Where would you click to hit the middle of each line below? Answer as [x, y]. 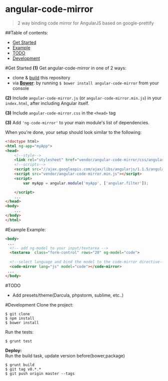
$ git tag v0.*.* [23, 369]
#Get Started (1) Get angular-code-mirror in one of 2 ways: [66, 68]
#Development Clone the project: [39, 305]
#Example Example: [25, 229]
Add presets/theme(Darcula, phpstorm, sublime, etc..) [68, 295]
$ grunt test [19, 341]
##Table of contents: [27, 32]
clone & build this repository [41, 77]
